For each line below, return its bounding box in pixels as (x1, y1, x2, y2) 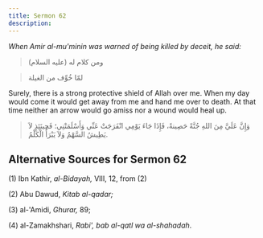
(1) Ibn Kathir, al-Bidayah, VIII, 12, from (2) (8, 174, 147, 183)
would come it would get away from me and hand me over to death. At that (8, 96, 256, 106)
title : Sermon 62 (8, 11, 67, 20)
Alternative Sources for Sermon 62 (8, 152, 187, 166)
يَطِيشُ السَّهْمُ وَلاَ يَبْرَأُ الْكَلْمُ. (27, 129, 109, 139)
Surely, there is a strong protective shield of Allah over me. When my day (8, 88, 250, 97)
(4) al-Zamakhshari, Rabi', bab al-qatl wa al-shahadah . (8, 220, 192, 230)
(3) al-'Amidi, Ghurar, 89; (8, 205, 91, 215)
